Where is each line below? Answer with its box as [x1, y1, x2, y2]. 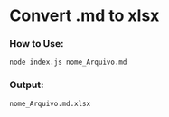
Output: [9, 78, 44, 91]
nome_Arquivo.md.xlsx [9, 99, 91, 108]
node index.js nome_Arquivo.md [9, 58, 127, 67]
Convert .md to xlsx [9, 5, 160, 26]
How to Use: [9, 38, 64, 50]
